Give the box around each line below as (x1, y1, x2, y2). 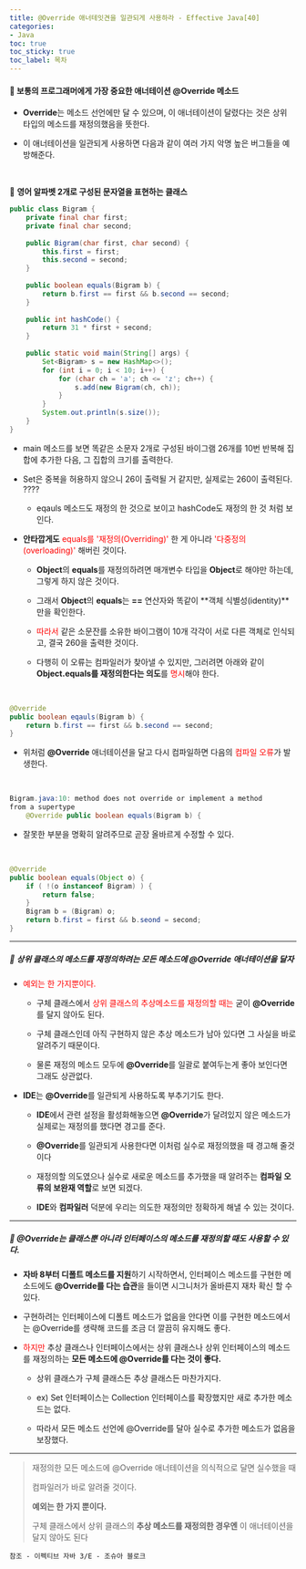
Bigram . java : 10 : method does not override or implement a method (9, 795, 262, 804)
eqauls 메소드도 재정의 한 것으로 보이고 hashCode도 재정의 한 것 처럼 (36, 503, 284, 514)
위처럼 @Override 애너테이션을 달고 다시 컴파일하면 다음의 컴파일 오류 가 (22, 747, 282, 758)
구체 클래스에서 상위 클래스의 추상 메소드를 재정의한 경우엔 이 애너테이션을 (31, 1520, 294, 1531)
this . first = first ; (42, 247, 120, 256)
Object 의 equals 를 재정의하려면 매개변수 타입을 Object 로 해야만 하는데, (36, 564, 294, 575)
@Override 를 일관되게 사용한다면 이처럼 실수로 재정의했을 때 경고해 (36, 1139, 279, 1150)
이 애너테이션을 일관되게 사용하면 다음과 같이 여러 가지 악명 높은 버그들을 (22, 138, 280, 149)
